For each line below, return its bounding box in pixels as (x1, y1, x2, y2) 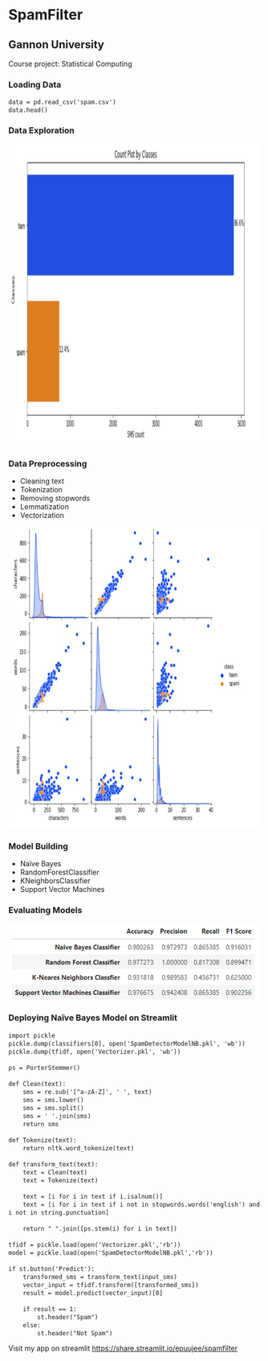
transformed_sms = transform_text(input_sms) (22, 1273, 178, 1281)
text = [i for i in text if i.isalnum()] (22, 1192, 163, 1200)
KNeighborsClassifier (19, 876, 91, 886)
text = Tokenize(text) (22, 1176, 99, 1184)
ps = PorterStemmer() (8, 1063, 81, 1071)
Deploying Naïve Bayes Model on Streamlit (8, 1012, 178, 1023)
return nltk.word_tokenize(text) (22, 1144, 135, 1152)
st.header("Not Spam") (37, 1329, 113, 1337)
